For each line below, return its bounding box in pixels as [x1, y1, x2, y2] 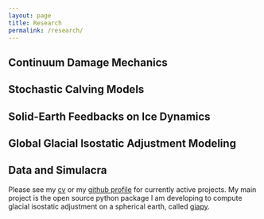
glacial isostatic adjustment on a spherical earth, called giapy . [8, 202, 210, 211]
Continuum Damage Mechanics [8, 56, 169, 69]
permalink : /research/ [8, 26, 83, 34]
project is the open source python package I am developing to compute [8, 193, 243, 202]
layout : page [8, 11, 52, 20]
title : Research [8, 19, 62, 27]
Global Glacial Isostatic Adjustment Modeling [8, 136, 237, 150]
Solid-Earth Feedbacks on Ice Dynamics [8, 109, 211, 123]
